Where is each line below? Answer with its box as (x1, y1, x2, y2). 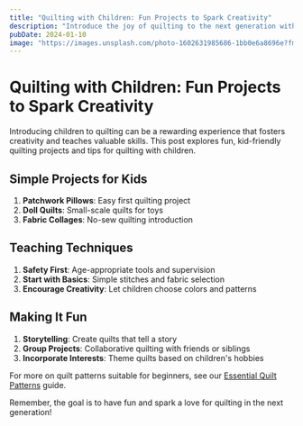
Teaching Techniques (9, 240, 133, 256)
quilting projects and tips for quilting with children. (9, 145, 197, 156)
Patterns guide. (9, 379, 67, 390)
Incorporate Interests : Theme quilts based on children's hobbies (22, 352, 264, 363)
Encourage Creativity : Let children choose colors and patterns (22, 283, 257, 294)
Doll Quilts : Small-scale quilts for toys (22, 204, 164, 215)
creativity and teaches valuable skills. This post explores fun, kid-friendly (9, 136, 281, 147)
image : (9, 38, 34, 48)
